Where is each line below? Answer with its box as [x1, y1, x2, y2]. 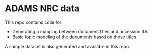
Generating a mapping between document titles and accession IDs [12, 28, 149, 34]
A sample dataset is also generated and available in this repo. [5, 43, 130, 49]
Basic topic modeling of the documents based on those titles [12, 34, 136, 40]
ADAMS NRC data [5, 3, 80, 14]
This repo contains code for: [5, 19, 63, 25]
